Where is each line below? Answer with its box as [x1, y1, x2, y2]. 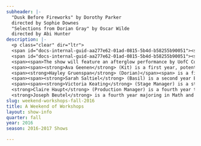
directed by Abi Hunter [11, 31, 71, 37]
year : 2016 [6, 120, 33, 126]
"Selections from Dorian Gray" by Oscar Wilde [11, 25, 130, 32]
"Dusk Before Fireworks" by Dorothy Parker [11, 14, 121, 20]
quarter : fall [6, 114, 42, 120]
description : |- [6, 36, 47, 42]
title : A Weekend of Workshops [6, 103, 84, 109]
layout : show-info [6, 109, 52, 115]
